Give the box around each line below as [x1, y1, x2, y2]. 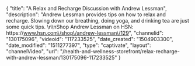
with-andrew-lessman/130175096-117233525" [6, 54, 117, 61]
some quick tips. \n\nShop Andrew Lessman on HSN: [6, 23, 134, 30]
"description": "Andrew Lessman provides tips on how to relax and [6, 11, 166, 18]
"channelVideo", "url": [6, 48, 60, 54]
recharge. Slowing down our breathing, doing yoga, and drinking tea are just [6, 17, 190, 24]
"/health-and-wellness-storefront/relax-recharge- [60, 48, 180, 54]
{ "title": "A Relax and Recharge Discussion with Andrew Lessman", [6, 5, 168, 12]
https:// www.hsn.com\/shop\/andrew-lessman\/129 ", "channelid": [6, 30, 163, 36]
